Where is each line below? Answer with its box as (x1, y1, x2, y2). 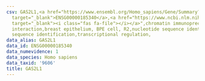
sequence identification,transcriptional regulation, (12, 32, 151, 38)
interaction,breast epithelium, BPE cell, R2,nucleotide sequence (12, 26, 184, 32)
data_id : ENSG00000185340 (6, 43, 72, 49)
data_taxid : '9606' (6, 60, 56, 66)
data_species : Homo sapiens (6, 54, 78, 60)
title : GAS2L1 (6, 65, 43, 72)
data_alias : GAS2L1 (6, 37, 56, 43)
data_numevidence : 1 (6, 49, 59, 55)
